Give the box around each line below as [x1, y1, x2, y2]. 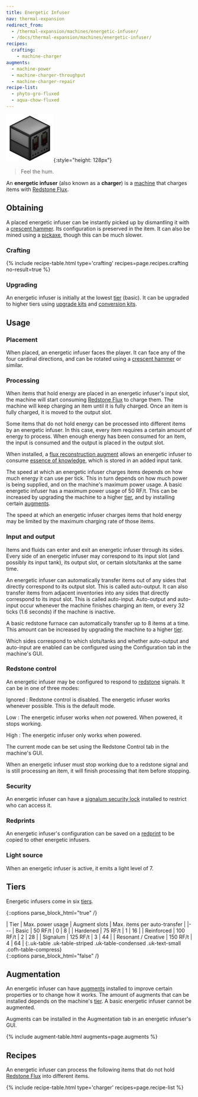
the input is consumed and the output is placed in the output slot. [6, 439, 165, 446]
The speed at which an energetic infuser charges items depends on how [6, 469, 183, 476]
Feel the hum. [20, 168, 54, 175]
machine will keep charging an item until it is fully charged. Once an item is [6, 402, 188, 409]
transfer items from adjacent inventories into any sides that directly [6, 589, 170, 596]
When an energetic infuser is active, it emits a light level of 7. [6, 864, 154, 872]
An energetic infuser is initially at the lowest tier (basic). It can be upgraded [6, 294, 189, 301]
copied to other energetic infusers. [6, 837, 91, 844]
